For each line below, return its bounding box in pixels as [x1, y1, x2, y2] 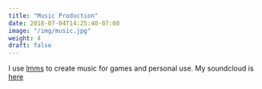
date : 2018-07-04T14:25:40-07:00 [8, 19, 120, 27]
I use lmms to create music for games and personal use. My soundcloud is [8, 63, 254, 73]
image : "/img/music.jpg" [8, 26, 91, 34]
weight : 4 [8, 34, 42, 42]
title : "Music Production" [8, 11, 99, 20]
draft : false [8, 42, 52, 50]
